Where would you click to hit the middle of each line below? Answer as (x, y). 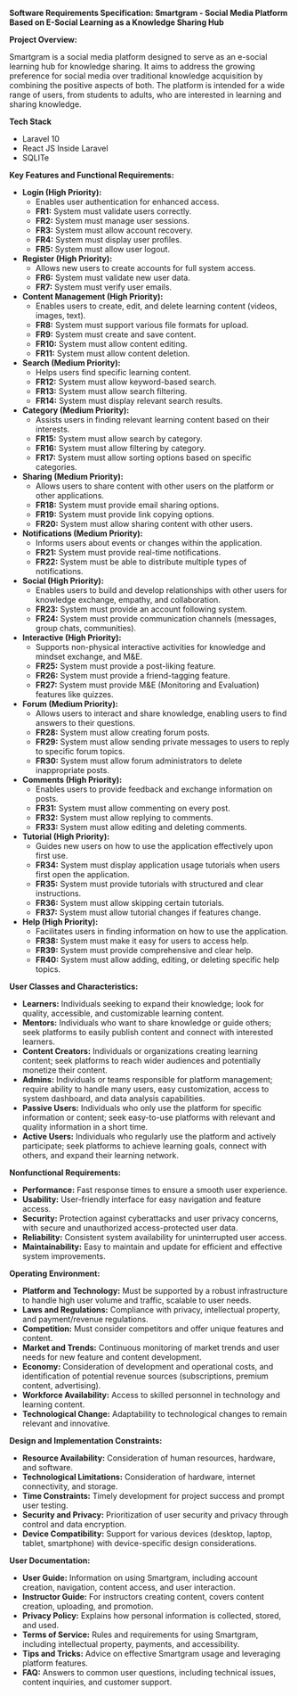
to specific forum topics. (80, 751)
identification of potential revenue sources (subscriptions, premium (145, 1376)
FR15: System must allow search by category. (119, 439)
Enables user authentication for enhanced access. (127, 202)
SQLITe (36, 158)
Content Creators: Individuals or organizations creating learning (140, 1051)
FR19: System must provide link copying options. (125, 515)
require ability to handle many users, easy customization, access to (145, 1089)
